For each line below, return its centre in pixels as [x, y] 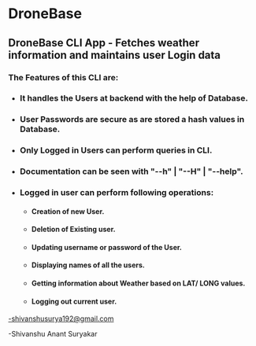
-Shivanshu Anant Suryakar [53, 334]
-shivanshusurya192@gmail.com [61, 318]
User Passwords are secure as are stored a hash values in [132, 120]
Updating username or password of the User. [107, 247]
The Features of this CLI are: [63, 77]
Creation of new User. [68, 211]
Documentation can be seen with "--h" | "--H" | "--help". [131, 171]
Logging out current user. [74, 301]
